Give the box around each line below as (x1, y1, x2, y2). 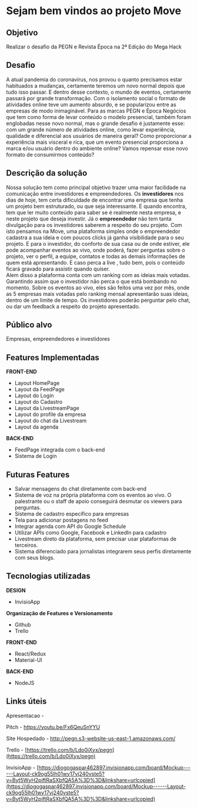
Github (14, 621, 31, 628)
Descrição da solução (6, 168, 88, 178)
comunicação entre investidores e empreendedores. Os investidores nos (6, 190, 184, 197)
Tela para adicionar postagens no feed (14, 517, 109, 524)
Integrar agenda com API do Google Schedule (14, 523, 126, 530)
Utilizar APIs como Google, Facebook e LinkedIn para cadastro (14, 529, 166, 536)
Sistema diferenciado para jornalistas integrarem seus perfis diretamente (14, 548, 192, 555)
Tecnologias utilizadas (6, 571, 91, 581)
